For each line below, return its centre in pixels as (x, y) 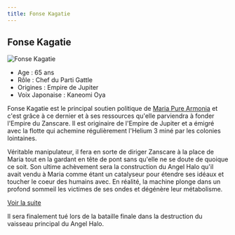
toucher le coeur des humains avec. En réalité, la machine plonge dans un (114, 182)
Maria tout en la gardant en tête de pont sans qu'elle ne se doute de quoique (118, 159)
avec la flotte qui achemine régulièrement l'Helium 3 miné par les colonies (114, 131)
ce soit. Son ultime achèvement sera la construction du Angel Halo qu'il (110, 167)
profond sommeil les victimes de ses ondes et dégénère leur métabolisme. (115, 189)
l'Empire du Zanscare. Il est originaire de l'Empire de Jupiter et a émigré (111, 123)
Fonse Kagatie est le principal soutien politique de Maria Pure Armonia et (113, 109)
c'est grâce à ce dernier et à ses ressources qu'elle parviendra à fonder (111, 116)
